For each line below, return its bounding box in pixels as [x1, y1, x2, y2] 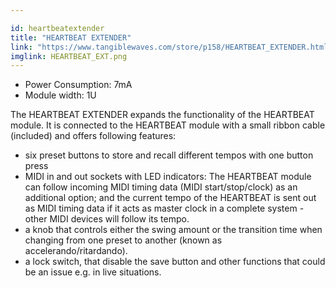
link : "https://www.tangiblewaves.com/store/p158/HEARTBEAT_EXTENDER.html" [10, 42, 333, 52]
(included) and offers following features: [10, 130, 177, 142]
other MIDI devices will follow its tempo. [24, 213, 190, 225]
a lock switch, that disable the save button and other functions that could [24, 256, 326, 268]
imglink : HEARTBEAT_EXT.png [10, 51, 128, 61]
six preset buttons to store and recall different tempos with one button [24, 149, 314, 161]
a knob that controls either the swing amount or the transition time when [24, 224, 323, 236]
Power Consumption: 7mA [24, 79, 133, 91]
